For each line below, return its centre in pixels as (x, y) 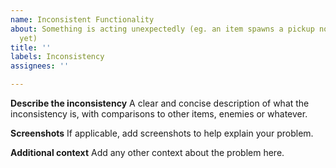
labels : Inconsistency (57, 57)
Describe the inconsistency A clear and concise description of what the (160, 103)
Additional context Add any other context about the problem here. (147, 152)
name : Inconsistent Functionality (82, 19)
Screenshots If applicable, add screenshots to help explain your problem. (162, 133)
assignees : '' (40, 66)
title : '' (31, 47)
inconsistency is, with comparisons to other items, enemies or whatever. (159, 114)
